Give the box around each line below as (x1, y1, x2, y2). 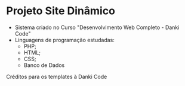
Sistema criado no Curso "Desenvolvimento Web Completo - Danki (14, 24, 180, 31)
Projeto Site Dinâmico (6, 4, 115, 18)
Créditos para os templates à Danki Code (6, 73, 107, 80)
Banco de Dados (23, 61, 65, 69)
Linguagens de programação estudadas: (14, 36, 115, 43)
